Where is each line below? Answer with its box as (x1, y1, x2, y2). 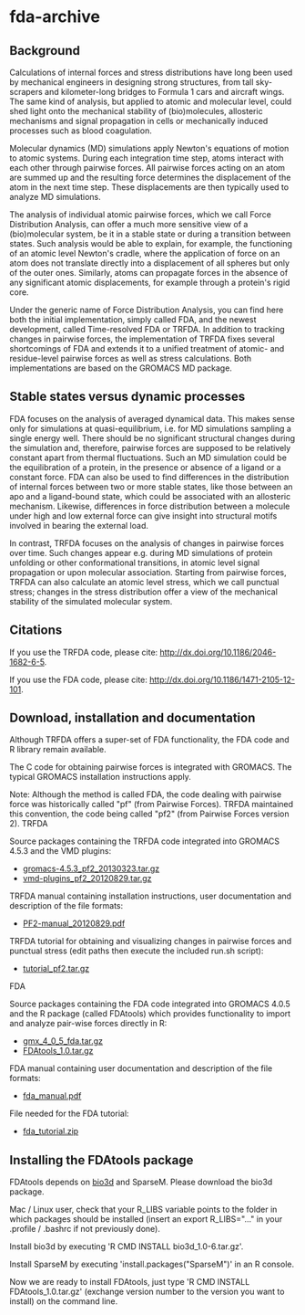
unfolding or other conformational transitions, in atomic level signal (9, 557, 260, 568)
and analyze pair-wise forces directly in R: (9, 1018, 168, 1029)
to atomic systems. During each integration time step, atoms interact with (9, 153, 284, 163)
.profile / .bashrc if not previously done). (9, 1224, 161, 1235)
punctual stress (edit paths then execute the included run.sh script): (9, 945, 264, 956)
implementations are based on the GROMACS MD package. (9, 363, 232, 373)
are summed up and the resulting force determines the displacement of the (9, 172, 291, 183)
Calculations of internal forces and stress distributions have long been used (9, 67, 293, 78)
